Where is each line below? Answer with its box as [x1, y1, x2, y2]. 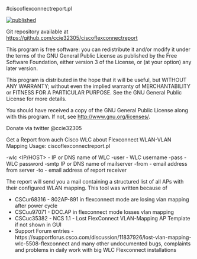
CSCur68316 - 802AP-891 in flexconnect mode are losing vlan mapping [14, 196, 189, 203]
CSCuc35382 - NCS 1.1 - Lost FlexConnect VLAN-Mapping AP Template [14, 215, 190, 222]
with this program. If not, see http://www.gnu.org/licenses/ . [6, 113, 151, 120]
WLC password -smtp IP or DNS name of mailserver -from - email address [6, 160, 188, 167]
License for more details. [6, 95, 67, 102]
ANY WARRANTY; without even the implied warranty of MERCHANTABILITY [6, 83, 191, 90]
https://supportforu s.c [14, 234, 69, 241]
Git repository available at [6, 28, 69, 35]
